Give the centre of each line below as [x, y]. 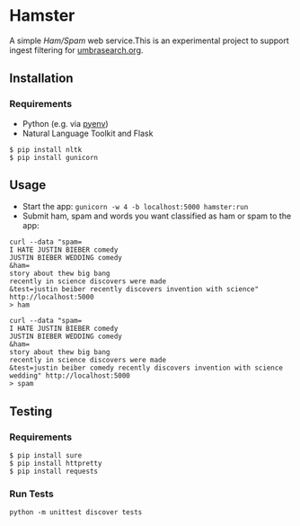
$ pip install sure [46, 456]
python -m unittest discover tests [76, 513]
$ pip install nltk [46, 149]
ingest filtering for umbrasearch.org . [76, 49]
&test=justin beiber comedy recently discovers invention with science [146, 368]
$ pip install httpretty [56, 464]
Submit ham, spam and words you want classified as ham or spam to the [157, 216]
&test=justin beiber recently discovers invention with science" [134, 290]
